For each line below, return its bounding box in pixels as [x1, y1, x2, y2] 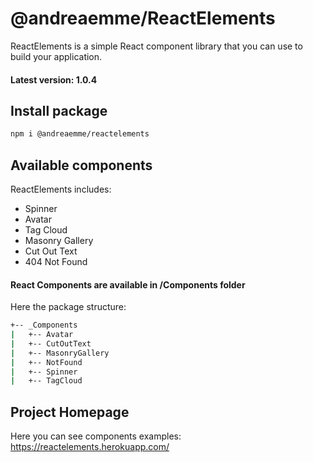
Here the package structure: [10, 301, 127, 313]
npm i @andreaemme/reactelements [10, 129, 150, 139]
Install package [10, 102, 108, 119]
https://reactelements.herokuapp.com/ [10, 441, 170, 453]
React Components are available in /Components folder [10, 278, 246, 291]
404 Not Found [24, 256, 88, 268]
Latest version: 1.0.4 [10, 73, 98, 86]
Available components [10, 157, 153, 174]
